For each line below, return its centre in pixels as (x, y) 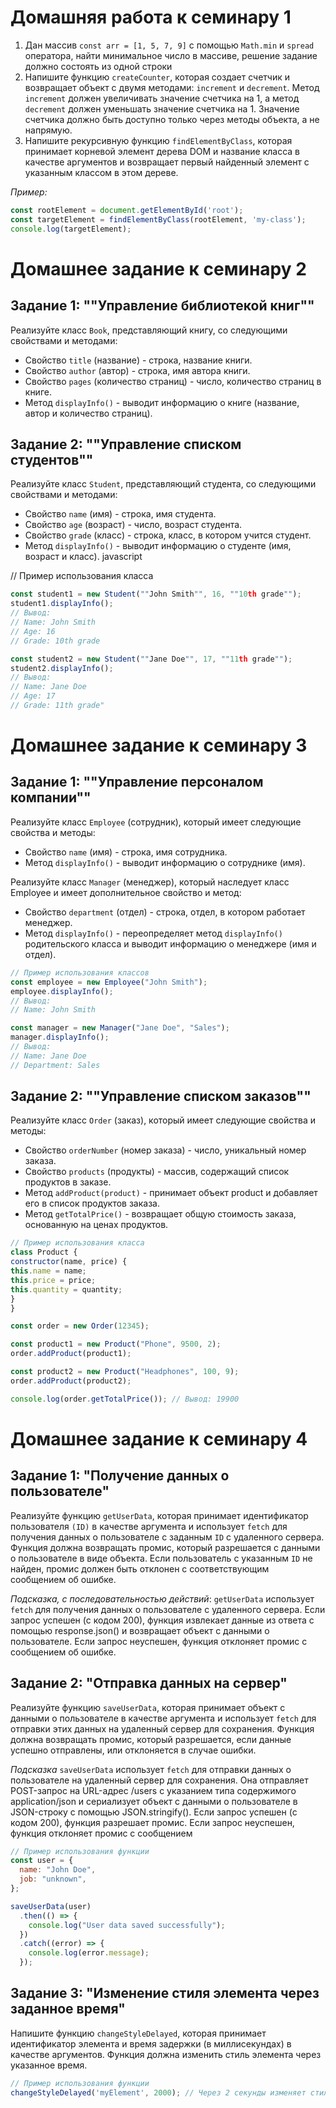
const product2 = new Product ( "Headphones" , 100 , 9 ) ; (125, 1372)
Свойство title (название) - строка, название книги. (138, 360)
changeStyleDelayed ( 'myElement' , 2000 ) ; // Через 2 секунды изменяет (158, 2092)
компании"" (51, 797)
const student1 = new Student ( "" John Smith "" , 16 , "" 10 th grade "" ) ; (156, 594)
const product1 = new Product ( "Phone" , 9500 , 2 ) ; (116, 1344)
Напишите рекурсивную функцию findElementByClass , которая (158, 140)
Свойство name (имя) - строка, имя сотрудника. (126, 852)
